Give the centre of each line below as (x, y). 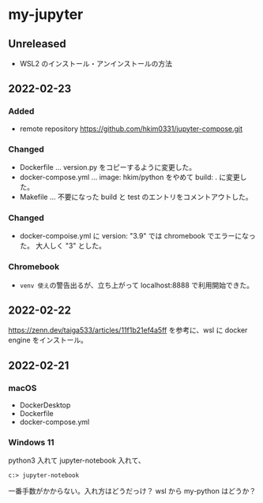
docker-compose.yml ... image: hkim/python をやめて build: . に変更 (130, 177)
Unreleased (38, 44)
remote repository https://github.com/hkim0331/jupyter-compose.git (131, 129)
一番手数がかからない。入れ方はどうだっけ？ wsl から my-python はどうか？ (132, 491)
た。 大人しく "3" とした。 (63, 246)
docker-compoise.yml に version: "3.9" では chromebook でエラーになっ (137, 236)
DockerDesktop (45, 405)
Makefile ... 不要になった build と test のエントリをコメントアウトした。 (136, 197)
